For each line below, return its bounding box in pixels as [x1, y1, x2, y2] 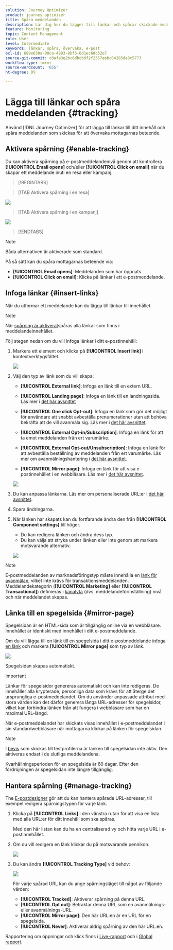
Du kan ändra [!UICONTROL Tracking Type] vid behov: [12, 861, 130, 867]
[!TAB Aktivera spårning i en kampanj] [18, 209, 99, 215]
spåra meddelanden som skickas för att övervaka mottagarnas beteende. [5, 130, 161, 136]
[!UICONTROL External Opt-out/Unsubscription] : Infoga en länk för [20, 445, 166, 451]
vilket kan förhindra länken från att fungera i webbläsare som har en [5, 705, 149, 711]
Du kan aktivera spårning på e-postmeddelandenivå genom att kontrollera [5, 158, 162, 165]
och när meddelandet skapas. [5, 594, 68, 600]
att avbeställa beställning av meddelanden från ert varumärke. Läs [20, 450, 161, 456]
